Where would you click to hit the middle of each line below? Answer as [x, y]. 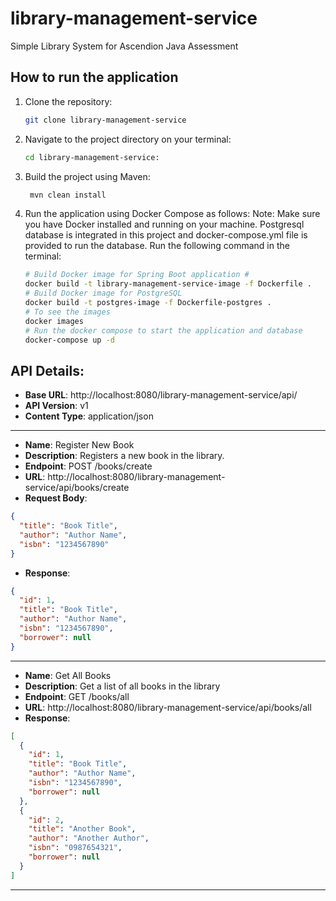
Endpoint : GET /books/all [77, 696]
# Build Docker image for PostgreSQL [103, 293]
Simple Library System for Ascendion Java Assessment [124, 46]
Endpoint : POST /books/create [88, 466]
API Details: [47, 370]
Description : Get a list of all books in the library [122, 686]
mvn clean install [68, 195]
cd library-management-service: [92, 157]
